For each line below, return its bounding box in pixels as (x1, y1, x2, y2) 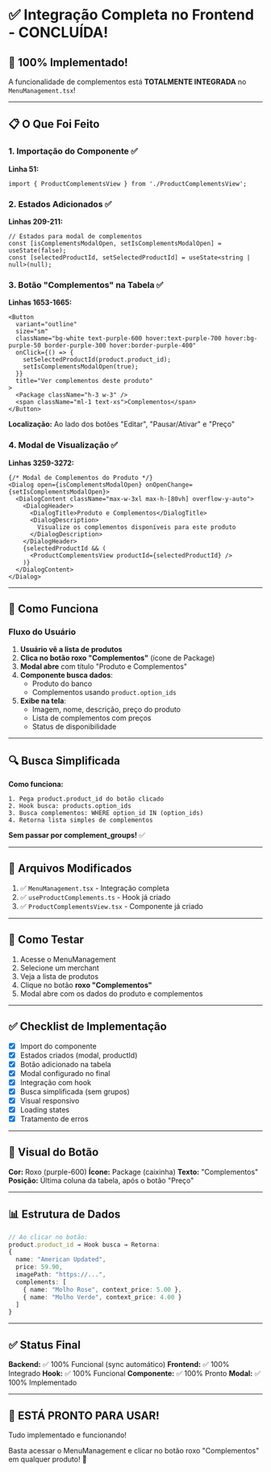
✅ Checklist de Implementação (8, 1020, 167, 1033)
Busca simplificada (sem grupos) (19, 1087, 131, 1096)
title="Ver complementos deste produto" (15, 377, 153, 385)
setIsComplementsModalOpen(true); (23, 363, 139, 371)
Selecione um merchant (19, 963, 99, 973)
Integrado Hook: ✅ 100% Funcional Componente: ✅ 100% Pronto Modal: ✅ (8, 1369, 261, 1378)
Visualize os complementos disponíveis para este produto (37, 523, 236, 531)
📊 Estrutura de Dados (8, 1208, 121, 1222)
